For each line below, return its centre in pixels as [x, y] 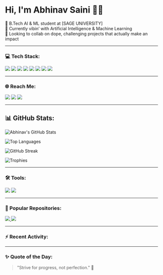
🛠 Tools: [16, 178]
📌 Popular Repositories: [33, 208]
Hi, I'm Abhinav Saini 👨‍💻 [54, 10]
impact [12, 39]
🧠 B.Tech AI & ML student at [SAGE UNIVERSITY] [54, 23]
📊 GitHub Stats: [30, 118]
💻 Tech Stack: [23, 56]
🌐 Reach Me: [21, 86]
